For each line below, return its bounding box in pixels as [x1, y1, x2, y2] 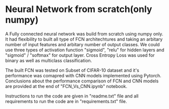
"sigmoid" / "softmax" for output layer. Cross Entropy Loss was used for [5, 52, 155, 58]
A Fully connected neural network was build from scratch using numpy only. [5, 31, 163, 37]
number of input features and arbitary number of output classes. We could [5, 41, 160, 47]
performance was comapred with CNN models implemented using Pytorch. [5, 72, 161, 78]
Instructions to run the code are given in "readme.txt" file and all [5, 93, 139, 99]
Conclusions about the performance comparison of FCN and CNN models [5, 78, 159, 84]
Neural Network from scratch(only [5, 4, 152, 15]
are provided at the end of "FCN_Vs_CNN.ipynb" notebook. [5, 83, 128, 89]
